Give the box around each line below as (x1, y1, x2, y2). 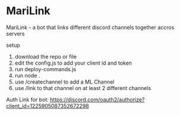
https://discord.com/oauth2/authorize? (49, 96, 145, 103)
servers (6, 30, 25, 37)
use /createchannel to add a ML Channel (14, 78, 115, 85)
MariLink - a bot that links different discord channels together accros (6, 24, 175, 31)
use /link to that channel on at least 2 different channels (14, 84, 151, 91)
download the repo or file (14, 53, 77, 60)
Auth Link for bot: (6, 96, 49, 103)
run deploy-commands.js (14, 65, 76, 72)
